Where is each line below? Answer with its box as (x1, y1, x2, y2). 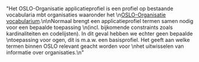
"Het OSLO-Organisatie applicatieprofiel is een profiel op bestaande (6, 5, 173, 12)
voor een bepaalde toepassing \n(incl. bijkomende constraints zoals (6, 24, 173, 31)
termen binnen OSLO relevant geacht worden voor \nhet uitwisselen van (6, 43, 184, 50)
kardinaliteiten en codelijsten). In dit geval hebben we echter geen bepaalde (6, 30, 193, 37)
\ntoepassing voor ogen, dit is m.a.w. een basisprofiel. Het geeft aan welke (6, 37, 190, 43)
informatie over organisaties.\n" (6, 49, 84, 56)
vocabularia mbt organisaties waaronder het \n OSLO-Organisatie (6, 11, 166, 18)
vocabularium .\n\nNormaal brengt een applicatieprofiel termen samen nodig (6, 18, 194, 24)
